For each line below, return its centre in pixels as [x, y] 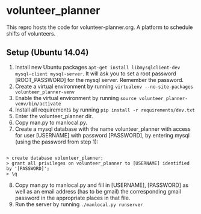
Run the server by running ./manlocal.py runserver [79, 204]
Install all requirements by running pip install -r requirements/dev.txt [105, 110]
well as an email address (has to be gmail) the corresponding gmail [98, 191]
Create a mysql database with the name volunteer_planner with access [103, 129]
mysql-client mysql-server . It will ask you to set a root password [95, 74]
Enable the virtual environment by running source [76, 98]
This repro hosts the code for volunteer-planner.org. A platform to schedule [100, 27]
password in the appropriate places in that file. [73, 198]
